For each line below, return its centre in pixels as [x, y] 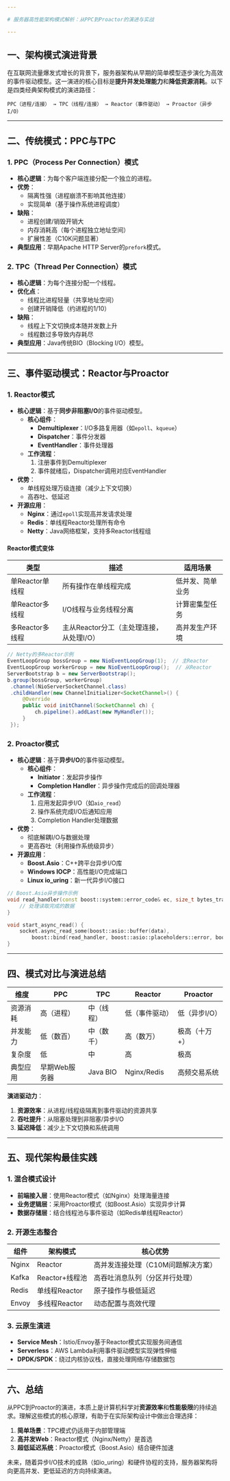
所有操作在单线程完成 [97, 586]
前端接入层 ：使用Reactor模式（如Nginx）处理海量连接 [93, 1195]
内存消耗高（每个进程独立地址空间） [78, 230]
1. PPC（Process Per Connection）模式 [73, 162]
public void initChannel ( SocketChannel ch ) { [88, 706]
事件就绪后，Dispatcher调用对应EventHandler [102, 471]
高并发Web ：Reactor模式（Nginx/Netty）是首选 [85, 1439]
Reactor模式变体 [31, 548]
